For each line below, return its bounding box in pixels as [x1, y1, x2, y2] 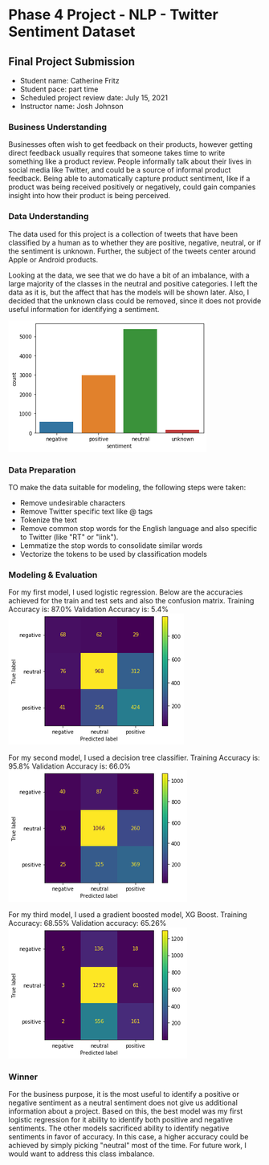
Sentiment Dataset [8, 22, 136, 41]
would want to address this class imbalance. [8, 1149, 155, 1159]
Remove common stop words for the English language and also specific [19, 523, 258, 533]
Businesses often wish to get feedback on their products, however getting [8, 140, 253, 149]
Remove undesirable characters [19, 497, 126, 507]
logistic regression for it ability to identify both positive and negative [8, 1115, 233, 1125]
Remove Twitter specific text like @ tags [19, 506, 153, 516]
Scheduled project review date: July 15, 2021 [19, 93, 169, 102]
